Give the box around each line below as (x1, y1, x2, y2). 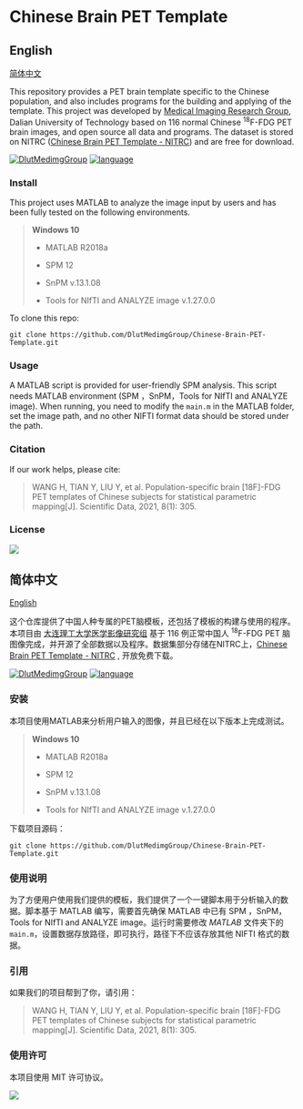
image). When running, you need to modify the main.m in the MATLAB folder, (9, 401, 295, 412)
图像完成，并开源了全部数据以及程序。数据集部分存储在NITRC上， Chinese (9, 639, 288, 650)
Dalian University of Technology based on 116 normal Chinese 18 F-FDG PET (9, 116, 293, 127)
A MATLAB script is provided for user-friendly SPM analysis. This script (9, 380, 278, 391)
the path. (9, 421, 44, 432)
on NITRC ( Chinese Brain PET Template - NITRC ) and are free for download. (9, 136, 295, 147)
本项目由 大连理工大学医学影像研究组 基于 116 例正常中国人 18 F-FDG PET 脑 (9, 626, 291, 638)
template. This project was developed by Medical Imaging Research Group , (9, 106, 291, 116)
